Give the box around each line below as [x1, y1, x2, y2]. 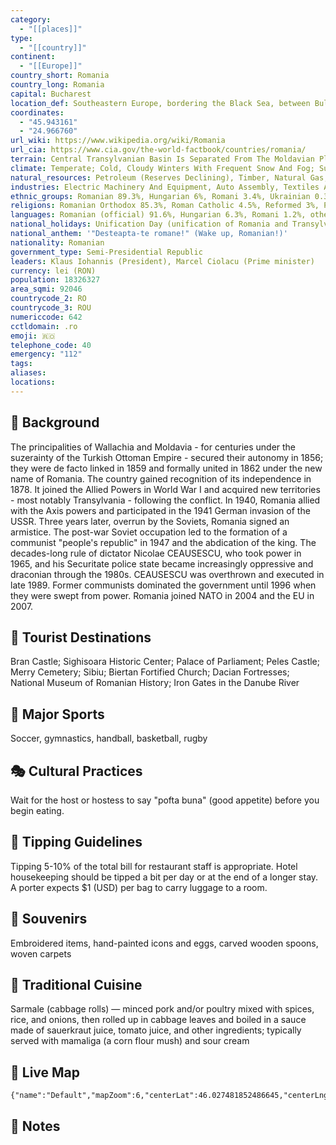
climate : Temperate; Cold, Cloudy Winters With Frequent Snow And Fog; [10, 163, 315, 173]
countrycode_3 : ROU [10, 303, 92, 313]
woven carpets [10, 947, 72, 960]
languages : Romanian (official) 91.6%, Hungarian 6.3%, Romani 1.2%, [10, 210, 307, 220]
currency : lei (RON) [10, 266, 97, 276]
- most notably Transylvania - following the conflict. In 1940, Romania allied [10, 494, 321, 506]
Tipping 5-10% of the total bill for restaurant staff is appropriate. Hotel [10, 860, 298, 872]
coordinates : [10, 107, 65, 118]
